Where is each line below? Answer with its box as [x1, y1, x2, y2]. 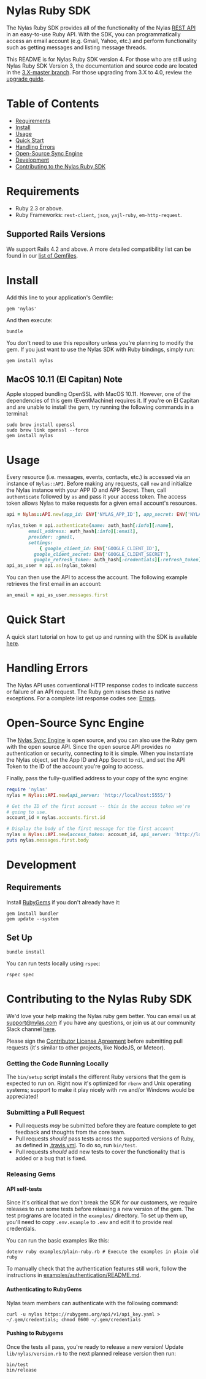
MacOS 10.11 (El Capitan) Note [6, 374, 123, 384]
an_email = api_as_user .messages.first [6, 592, 109, 598]
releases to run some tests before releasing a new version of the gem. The [6, 1206, 195, 1213]
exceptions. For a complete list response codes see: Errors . [6, 694, 156, 701]
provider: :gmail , [28, 534, 75, 540]
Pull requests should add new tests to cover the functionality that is [15, 1148, 186, 1156]
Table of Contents [6, 97, 99, 111]
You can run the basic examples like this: [6, 1237, 110, 1244]
